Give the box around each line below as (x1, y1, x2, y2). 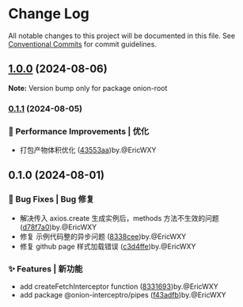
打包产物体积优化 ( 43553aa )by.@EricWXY (19, 145, 157, 154)
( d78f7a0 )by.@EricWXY (19, 222, 97, 232)
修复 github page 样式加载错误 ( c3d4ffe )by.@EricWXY (19, 241, 196, 251)
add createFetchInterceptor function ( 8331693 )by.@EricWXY (19, 282, 219, 291)
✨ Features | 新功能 (8, 263, 83, 274)
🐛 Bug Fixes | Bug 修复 (8, 194, 95, 205)
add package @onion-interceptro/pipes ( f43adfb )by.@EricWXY (19, 290, 227, 299)
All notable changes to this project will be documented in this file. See (8, 31, 236, 40)
